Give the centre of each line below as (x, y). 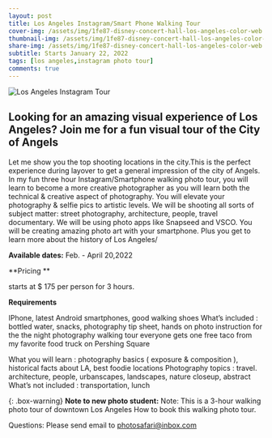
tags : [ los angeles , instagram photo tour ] (81, 62)
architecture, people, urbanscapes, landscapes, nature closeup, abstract (130, 376)
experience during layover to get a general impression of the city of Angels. (134, 170)
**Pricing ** (30, 270)
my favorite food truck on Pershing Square (79, 343)
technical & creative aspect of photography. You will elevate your (117, 196)
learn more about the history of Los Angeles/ (83, 239)
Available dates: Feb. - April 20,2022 (71, 255)
